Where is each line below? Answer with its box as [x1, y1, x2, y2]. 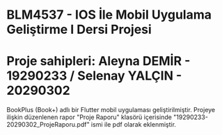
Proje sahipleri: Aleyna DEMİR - [6, 53, 191, 69]
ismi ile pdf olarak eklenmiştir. [90, 120, 177, 129]
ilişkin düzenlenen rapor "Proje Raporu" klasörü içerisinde [6, 113, 172, 121]
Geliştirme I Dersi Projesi [6, 21, 152, 37]
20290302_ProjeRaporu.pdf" [6, 120, 90, 129]
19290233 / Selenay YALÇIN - [6, 68, 182, 84]
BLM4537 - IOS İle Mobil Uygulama [6, 7, 212, 23]
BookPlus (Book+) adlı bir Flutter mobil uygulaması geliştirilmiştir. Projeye [6, 106, 216, 114]
